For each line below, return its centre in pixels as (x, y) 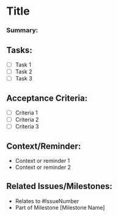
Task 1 (23, 65)
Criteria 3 (27, 127)
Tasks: (19, 50)
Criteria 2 (27, 119)
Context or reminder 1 (42, 160)
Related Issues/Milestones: (59, 186)
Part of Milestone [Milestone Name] (60, 207)
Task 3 (24, 79)
